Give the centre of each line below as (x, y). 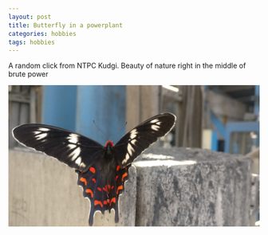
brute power (29, 74)
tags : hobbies (32, 42)
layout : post (30, 17)
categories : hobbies (43, 33)
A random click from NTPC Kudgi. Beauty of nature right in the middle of (127, 66)
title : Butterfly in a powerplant (66, 25)
